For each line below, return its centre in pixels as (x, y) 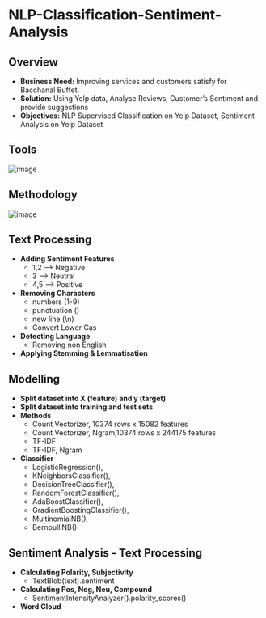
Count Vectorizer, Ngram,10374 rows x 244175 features (124, 433)
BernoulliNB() (55, 527)
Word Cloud (40, 607)
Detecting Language (55, 337)
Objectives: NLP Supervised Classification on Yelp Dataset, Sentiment (137, 116)
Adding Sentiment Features (67, 259)
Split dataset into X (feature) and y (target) (93, 399)
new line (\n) (53, 319)
